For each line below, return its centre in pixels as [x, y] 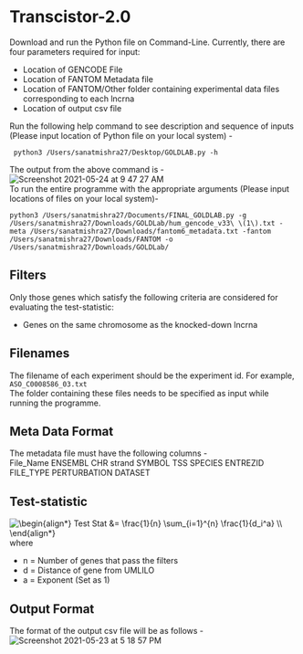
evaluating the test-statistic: [62, 307]
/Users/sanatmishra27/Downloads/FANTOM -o [91, 239]
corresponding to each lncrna [78, 99]
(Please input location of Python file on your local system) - [121, 135]
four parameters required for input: [75, 51]
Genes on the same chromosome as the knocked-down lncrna [140, 324]
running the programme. [55, 403]
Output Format [52, 609]
